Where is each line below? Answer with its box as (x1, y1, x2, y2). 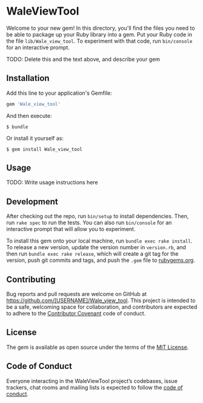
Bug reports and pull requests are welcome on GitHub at (6, 291, 147, 298)
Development (6, 196, 59, 207)
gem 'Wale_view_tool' (6, 101, 61, 107)
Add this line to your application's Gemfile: (6, 89, 112, 97)
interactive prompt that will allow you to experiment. (6, 226, 136, 233)
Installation (6, 73, 50, 83)
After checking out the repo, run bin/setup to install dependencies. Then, (6, 213, 189, 220)
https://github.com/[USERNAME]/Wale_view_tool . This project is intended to (6, 297, 196, 305)
